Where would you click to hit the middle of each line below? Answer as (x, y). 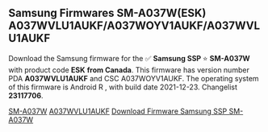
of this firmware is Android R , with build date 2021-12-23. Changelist (123, 87)
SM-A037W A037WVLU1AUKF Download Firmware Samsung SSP (118, 111)
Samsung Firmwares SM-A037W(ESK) (107, 13)
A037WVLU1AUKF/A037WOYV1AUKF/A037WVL (134, 26)
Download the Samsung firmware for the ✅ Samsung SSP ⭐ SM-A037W (129, 58)
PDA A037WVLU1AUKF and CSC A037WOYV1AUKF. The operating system (134, 78)
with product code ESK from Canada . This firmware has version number (129, 70)
